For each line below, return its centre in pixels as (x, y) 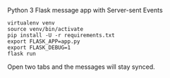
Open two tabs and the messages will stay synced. (81, 67)
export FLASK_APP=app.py (44, 41)
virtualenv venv (31, 23)
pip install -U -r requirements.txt (61, 35)
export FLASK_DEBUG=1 (39, 48)
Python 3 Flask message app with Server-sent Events (85, 10)
